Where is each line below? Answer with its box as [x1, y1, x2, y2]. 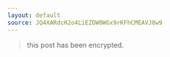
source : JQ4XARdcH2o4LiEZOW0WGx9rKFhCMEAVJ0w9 [7, 19, 163, 27]
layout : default [7, 11, 61, 20]
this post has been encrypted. [26, 40, 124, 49]
